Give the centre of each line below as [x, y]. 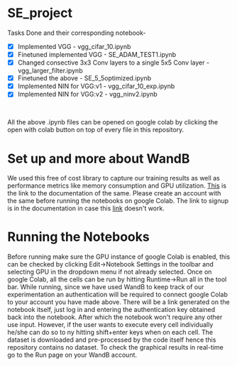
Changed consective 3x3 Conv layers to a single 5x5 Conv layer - [114, 63]
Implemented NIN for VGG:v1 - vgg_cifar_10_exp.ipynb [96, 86]
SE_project [40, 13]
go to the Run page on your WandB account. [72, 355]
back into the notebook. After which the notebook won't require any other [115, 317]
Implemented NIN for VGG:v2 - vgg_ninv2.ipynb [87, 95]
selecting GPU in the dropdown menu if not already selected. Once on [110, 272]
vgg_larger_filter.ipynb [50, 71]
